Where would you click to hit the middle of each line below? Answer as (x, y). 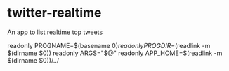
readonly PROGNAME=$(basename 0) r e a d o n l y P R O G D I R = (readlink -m (109, 45)
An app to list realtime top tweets (55, 32)
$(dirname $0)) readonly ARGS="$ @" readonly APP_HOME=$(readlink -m (115, 53)
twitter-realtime (54, 13)
